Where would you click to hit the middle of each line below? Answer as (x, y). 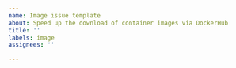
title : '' (25, 30)
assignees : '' (32, 45)
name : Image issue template (55, 15)
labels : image (32, 38)
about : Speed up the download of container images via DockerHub (118, 23)
